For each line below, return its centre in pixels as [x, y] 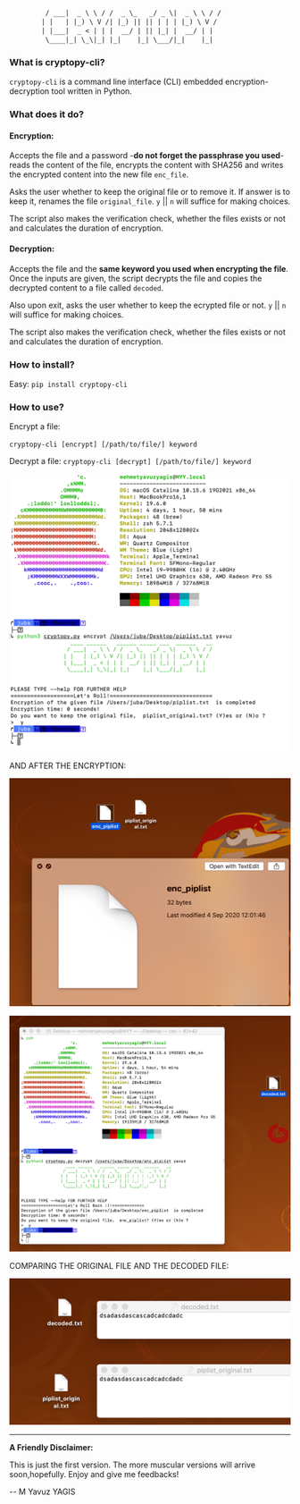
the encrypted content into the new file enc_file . [99, 174]
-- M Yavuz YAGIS [42, 1491]
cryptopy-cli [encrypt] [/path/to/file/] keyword [104, 445]
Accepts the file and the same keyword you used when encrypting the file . [149, 268]
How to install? [42, 364]
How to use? [37, 407]
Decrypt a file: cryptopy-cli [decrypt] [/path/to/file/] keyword [130, 461]
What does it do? [47, 114]
